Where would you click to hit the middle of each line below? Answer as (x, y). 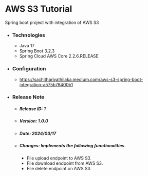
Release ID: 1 (33, 109)
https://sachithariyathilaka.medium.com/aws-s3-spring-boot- (81, 79)
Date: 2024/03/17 (38, 133)
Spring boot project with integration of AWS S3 (52, 22)
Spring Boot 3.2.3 (37, 51)
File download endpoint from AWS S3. (65, 163)
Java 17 (27, 46)
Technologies (28, 35)
